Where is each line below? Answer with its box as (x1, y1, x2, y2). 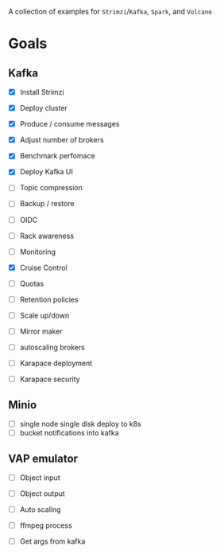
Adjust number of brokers (19, 135, 105, 145)
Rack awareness (19, 231, 74, 240)
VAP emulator (8, 451, 78, 465)
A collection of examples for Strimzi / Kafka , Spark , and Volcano (8, 7, 212, 16)
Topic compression (19, 183, 83, 193)
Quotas (19, 279, 44, 288)
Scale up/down (19, 310, 70, 320)
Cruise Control (19, 263, 68, 272)
